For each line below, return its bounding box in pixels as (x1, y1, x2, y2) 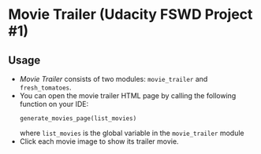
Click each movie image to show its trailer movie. (19, 137, 179, 146)
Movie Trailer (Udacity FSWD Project (8, 5, 253, 24)
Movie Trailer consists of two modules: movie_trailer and (19, 75, 208, 83)
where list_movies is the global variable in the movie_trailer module (19, 128, 244, 137)
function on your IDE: (19, 100, 89, 108)
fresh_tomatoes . (19, 82, 73, 92)
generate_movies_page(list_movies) (19, 115, 137, 123)
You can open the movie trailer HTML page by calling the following (19, 91, 237, 100)
